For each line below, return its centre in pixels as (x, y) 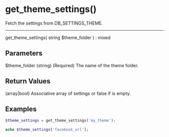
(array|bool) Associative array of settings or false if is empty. (68, 93)
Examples (21, 109)
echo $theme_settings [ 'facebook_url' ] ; (47, 130)
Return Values (28, 81)
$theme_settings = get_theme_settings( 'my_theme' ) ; (60, 121)
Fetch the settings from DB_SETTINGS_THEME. (54, 23)
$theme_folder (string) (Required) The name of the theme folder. (72, 65)
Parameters (24, 53)
